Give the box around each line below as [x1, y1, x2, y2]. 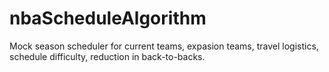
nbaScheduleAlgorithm [9, 7, 207, 30]
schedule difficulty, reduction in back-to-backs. [9, 50, 206, 62]
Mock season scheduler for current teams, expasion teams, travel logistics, [9, 40, 319, 52]
